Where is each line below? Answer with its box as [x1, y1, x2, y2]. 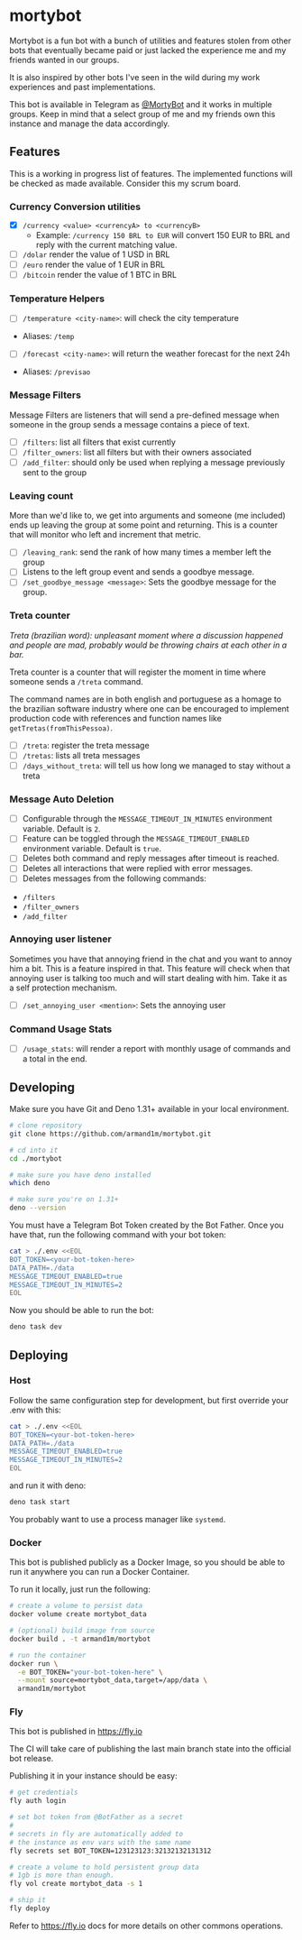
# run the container [9, 1650, 87, 1660]
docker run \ [9, 1659, 59, 1669]
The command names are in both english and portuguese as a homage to [9, 694, 282, 704]
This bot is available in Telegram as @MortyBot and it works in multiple [9, 98, 273, 109]
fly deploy [9, 1904, 50, 1913]
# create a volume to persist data [9, 1602, 143, 1611]
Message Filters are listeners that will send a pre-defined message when [9, 409, 279, 420]
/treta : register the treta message [22, 740, 151, 750]
